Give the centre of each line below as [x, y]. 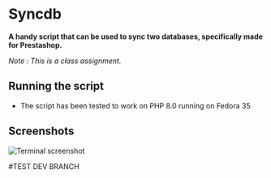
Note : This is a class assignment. [65, 61]
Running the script [56, 86]
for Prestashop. [35, 44]
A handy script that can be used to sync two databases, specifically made [136, 36]
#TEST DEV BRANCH [44, 166]
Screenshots [41, 131]
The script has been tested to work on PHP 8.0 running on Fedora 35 [135, 105]
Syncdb [35, 14]
